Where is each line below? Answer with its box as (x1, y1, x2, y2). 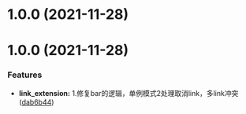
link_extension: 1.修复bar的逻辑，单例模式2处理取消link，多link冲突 (18, 88, 239, 97)
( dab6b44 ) (18, 97, 54, 107)
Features (7, 69, 43, 80)
